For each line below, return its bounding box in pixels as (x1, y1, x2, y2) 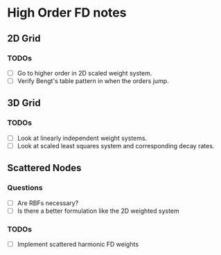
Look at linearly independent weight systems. (17, 134, 148, 142)
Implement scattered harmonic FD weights (17, 240, 139, 248)
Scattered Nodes (7, 162, 82, 174)
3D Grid (7, 97, 42, 109)
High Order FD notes (7, 5, 127, 21)
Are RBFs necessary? (17, 199, 79, 207)
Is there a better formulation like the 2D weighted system (17, 206, 180, 215)
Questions (7, 183, 43, 193)
